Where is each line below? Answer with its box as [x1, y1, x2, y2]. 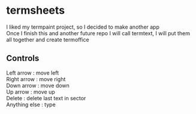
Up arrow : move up [6, 88, 55, 95]
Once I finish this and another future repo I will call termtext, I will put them [6, 29, 191, 36]
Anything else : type [6, 101, 56, 108]
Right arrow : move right [6, 75, 66, 82]
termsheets [6, 4, 65, 17]
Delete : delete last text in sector [6, 94, 86, 101]
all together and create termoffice [6, 36, 89, 43]
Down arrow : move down [6, 82, 70, 89]
